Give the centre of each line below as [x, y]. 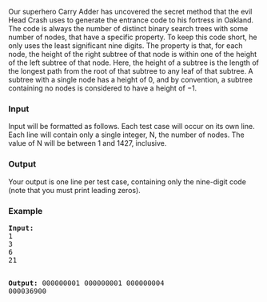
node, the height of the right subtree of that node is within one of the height [133, 54]
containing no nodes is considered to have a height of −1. [103, 88]
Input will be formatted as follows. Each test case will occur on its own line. [132, 127]
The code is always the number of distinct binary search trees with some [128, 28]
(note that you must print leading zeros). [75, 190]
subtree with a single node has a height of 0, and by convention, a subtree [131, 80]
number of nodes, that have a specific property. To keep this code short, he [133, 37]
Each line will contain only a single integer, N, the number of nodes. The [127, 135]
